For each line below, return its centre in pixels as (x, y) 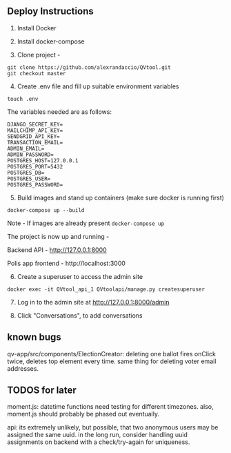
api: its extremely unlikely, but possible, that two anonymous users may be (113, 427)
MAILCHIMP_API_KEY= (35, 131)
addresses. (23, 368)
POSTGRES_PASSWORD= (35, 185)
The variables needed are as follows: (60, 112)
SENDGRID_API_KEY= (33, 136)
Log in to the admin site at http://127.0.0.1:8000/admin (93, 302)
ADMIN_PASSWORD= (30, 155)
